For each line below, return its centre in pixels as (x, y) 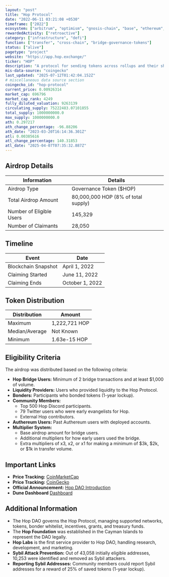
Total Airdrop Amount (33, 200)
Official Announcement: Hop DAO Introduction (61, 488)
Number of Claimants (33, 226)
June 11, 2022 (80, 274)
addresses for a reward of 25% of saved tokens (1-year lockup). (79, 569)
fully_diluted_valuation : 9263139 (41, 104)
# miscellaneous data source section (45, 80)
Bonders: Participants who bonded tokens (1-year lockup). (73, 395)
